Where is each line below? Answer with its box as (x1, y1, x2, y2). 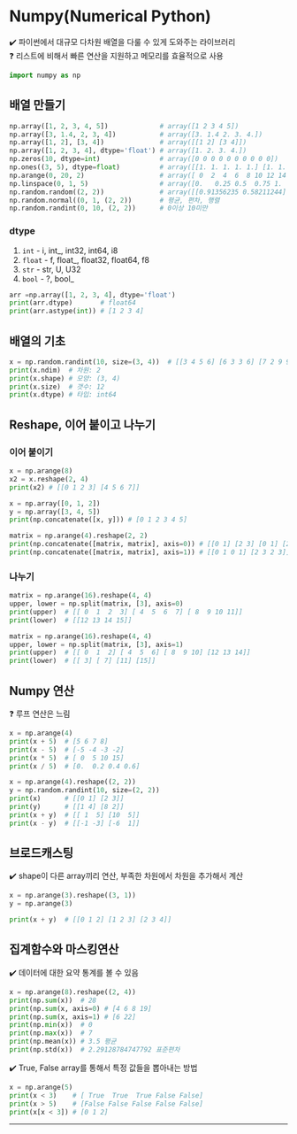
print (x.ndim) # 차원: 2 (9, 366, 102, 374)
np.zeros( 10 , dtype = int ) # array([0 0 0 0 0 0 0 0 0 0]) (9, 155, 278, 164)
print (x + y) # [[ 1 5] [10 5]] (9, 810, 141, 820)
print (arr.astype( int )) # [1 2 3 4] (9, 307, 144, 316)
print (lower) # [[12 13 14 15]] (9, 615, 133, 625)
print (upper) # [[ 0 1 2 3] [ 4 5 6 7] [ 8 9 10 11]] (9, 607, 243, 616)
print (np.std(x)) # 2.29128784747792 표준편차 (9, 1045, 180, 1054)
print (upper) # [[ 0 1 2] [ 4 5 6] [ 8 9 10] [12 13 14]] (9, 648, 251, 657)
